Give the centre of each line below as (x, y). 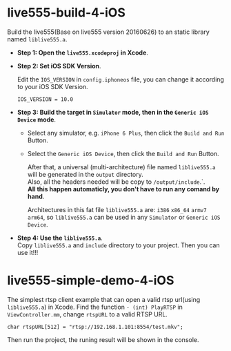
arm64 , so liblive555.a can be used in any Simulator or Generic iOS (124, 217)
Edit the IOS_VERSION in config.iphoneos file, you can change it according (120, 79)
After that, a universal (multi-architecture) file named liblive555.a (121, 167)
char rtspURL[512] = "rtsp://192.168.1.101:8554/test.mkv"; (96, 327)
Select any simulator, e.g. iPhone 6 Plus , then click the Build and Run (126, 133)
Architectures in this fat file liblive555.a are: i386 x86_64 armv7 (117, 209)
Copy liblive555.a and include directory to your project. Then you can (118, 245)
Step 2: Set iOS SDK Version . (59, 66)
